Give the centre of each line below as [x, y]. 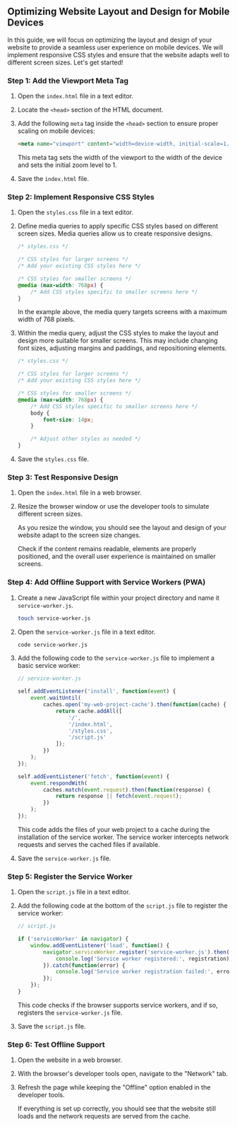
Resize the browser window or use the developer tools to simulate [113, 507]
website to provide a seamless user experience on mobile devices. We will [115, 47]
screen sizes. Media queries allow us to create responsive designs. [115, 233]
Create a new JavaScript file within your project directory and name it [119, 598]
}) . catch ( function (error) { [84, 965]
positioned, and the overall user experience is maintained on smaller [117, 556]
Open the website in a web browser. [70, 1060]
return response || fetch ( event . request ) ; [119, 796]
